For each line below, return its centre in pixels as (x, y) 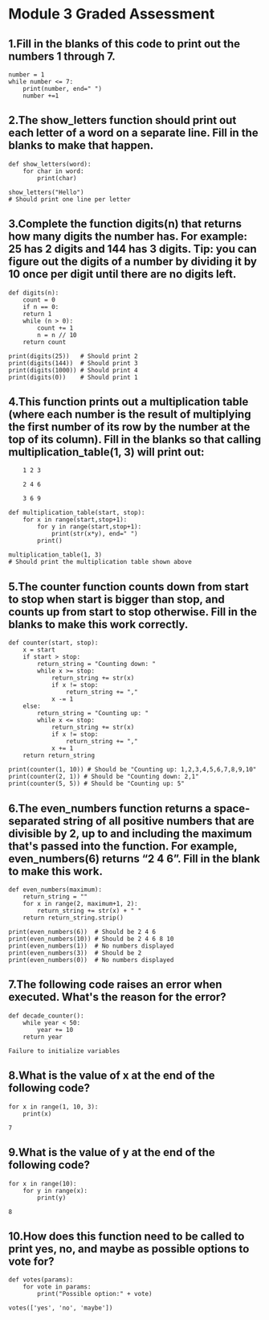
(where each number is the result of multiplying (130, 415)
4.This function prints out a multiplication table (128, 402)
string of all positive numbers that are (159, 821)
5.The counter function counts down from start (128, 587)
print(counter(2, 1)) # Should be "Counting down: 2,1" (104, 777)
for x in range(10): (43, 1183)
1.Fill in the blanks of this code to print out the (124, 44)
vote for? (31, 1261)
